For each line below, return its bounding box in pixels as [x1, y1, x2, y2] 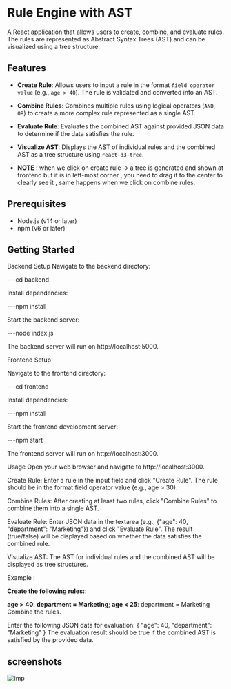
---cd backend [7, 275, 50, 284]
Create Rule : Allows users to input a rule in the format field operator [17, 81, 215, 89]
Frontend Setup [7, 356, 52, 364]
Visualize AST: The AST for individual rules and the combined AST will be [7, 553, 215, 561]
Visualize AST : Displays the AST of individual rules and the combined [17, 143, 216, 151]
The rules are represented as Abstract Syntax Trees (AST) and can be [7, 35, 205, 43]
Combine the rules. [7, 608, 61, 616]
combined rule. [7, 540, 50, 548]
